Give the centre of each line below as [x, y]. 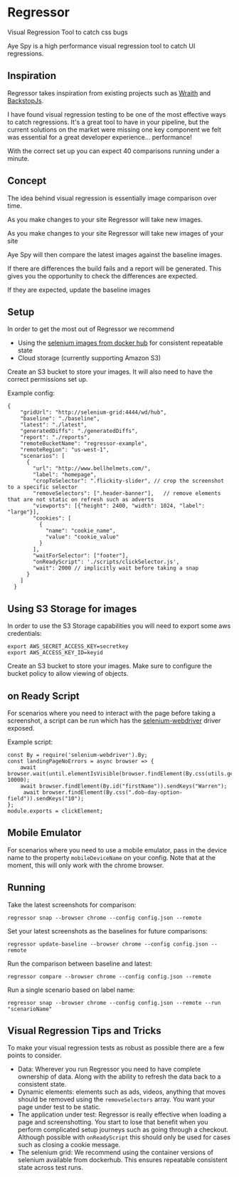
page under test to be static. [59, 1107]
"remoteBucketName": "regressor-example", [84, 444]
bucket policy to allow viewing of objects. [68, 674]
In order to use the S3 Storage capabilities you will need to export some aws [119, 626]
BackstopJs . [26, 100]
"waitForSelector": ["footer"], [81, 556]
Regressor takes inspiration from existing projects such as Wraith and [109, 93]
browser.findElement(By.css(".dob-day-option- [112, 792]
